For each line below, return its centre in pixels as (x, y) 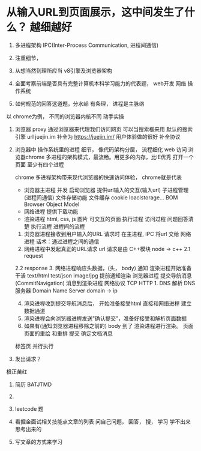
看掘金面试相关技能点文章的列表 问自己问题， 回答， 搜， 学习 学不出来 (103, 422)
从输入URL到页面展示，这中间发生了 (95, 12)
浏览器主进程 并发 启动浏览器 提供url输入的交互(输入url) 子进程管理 (106, 190)
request (33, 255)
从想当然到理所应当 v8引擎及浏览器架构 (64, 70)
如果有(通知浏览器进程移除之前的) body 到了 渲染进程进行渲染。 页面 (109, 325)
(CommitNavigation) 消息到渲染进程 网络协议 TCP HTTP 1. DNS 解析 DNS (105, 283)
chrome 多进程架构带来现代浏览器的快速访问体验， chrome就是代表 (98, 177)
